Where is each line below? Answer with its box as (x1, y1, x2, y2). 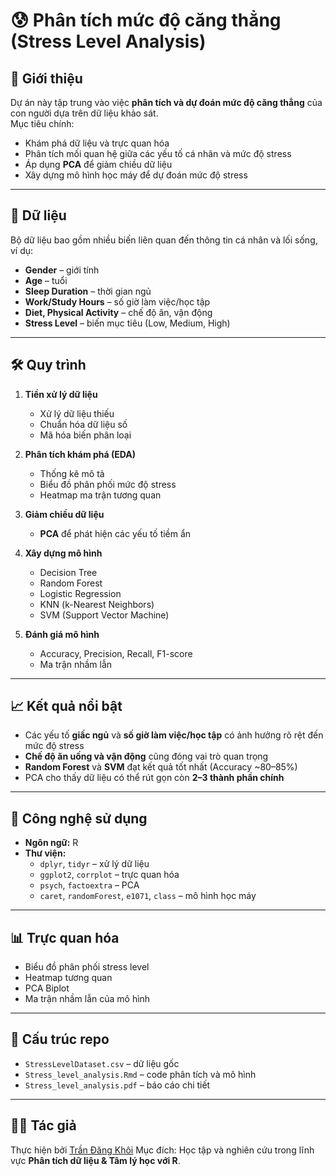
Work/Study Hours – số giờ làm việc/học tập (24, 295, 211, 308)
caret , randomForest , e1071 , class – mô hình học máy (39, 890, 257, 902)
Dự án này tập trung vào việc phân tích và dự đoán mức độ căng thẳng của (10, 97, 323, 108)
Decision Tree (39, 566, 98, 578)
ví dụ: (10, 244, 34, 256)
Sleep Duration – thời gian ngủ (24, 285, 152, 297)
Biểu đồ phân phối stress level (24, 961, 150, 973)
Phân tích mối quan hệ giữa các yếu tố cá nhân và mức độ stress (24, 148, 292, 159)
